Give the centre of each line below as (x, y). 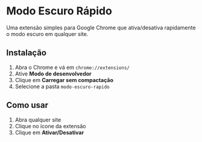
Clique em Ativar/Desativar (49, 132)
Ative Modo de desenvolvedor (53, 74)
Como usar (27, 105)
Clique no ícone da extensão (50, 126)
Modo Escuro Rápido (59, 11)
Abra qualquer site (38, 120)
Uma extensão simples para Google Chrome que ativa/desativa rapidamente (101, 28)
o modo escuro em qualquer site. (47, 34)
